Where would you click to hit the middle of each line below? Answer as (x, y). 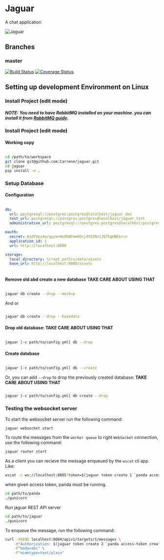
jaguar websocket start (29, 428)
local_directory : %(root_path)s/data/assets (55, 259)
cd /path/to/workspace (28, 157)
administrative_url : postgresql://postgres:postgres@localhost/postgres (85, 223)
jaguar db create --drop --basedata (42, 317)
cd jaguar (15, 166)
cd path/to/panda (23, 494)
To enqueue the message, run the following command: (60, 530)
